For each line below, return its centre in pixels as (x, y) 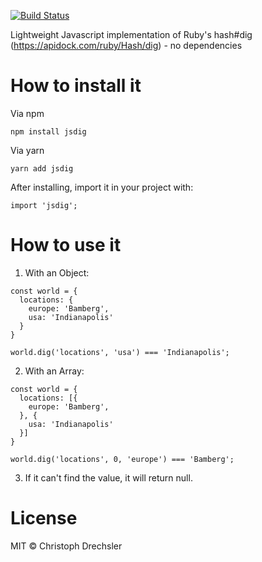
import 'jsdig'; (44, 205)
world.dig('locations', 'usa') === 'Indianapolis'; (120, 352)
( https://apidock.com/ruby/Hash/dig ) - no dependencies (126, 45)
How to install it (76, 86)
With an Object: (57, 272)
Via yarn (27, 150)
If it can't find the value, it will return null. (108, 477)
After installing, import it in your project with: (102, 187)
